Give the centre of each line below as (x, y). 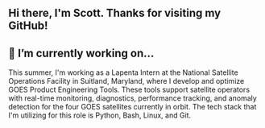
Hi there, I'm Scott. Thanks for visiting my (115, 13)
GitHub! (28, 26)
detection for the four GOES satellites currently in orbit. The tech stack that (132, 107)
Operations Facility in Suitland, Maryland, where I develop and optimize (126, 81)
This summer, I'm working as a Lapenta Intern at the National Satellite (124, 72)
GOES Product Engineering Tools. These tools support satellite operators (129, 90)
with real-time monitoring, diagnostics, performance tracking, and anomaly (133, 98)
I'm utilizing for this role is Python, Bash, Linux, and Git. (100, 115)
